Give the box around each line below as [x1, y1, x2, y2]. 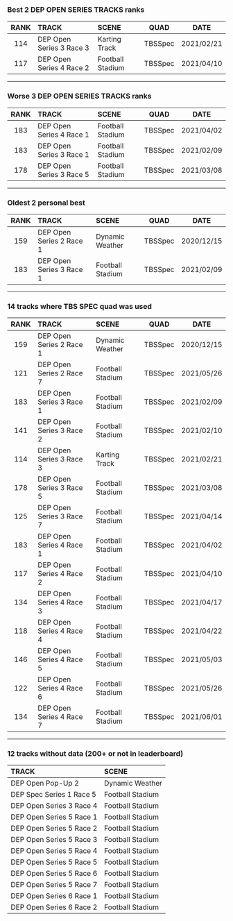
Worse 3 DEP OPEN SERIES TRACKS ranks [7, 92, 152, 101]
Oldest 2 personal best [7, 198, 85, 208]
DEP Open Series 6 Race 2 [10, 902, 98, 912]
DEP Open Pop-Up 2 [10, 779, 80, 788]
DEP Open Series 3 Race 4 [10, 801, 98, 811]
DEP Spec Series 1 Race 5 [10, 790, 97, 800]
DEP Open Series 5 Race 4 [10, 846, 98, 856]
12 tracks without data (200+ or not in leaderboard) [7, 749, 184, 759]
